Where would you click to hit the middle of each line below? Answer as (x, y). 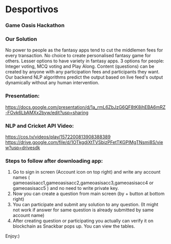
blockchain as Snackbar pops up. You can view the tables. (74, 226)
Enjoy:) (13, 236)
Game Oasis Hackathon (35, 26)
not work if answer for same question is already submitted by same (83, 210)
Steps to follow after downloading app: (54, 161)
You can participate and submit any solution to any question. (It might (85, 205)
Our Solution (21, 39)
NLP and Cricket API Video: (40, 126)
